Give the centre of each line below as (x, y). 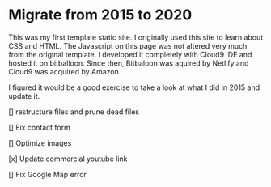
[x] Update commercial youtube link (68, 159)
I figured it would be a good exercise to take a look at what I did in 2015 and (134, 87)
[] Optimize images (40, 142)
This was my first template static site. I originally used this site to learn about (136, 37)
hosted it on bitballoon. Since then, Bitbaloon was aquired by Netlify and (129, 63)
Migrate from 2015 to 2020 (100, 15)
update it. (24, 96)
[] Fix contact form (39, 127)
